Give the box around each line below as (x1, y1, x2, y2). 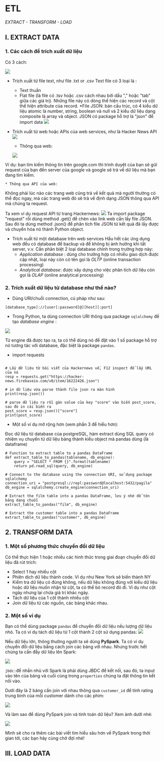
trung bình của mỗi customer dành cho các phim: (5, 692, 104, 698)
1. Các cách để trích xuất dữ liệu (5, 48, 82, 55)
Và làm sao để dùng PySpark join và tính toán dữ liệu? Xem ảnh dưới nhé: (5, 711, 153, 717)
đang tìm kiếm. (5, 172, 35, 178)
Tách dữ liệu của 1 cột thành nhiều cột (12, 595, 89, 600)
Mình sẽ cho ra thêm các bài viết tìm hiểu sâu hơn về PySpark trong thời (5, 730, 150, 736)
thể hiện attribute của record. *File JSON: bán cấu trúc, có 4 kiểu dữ (19, 103, 158, 109)
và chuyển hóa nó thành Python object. (5, 226, 85, 232)
